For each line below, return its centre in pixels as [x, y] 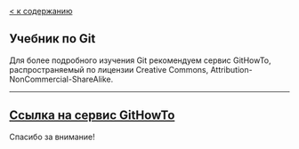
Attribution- [231, 69]
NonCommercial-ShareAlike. [61, 79]
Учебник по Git [53, 39]
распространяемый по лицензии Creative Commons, [109, 69]
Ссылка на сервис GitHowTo [92, 116]
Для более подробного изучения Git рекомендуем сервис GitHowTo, [140, 60]
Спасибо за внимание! [52, 137]
